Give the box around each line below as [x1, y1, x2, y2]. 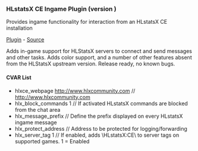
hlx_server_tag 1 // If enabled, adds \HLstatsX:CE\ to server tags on [14, 131, 180, 139]
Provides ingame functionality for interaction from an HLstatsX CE [6, 18, 168, 26]
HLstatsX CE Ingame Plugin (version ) [6, 5, 117, 13]
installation [6, 24, 33, 32]
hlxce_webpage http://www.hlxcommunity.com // [14, 87, 136, 94]
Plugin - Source [6, 36, 45, 43]
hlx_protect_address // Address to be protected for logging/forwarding [14, 125, 187, 132]
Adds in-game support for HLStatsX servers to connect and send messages [6, 48, 192, 55]
